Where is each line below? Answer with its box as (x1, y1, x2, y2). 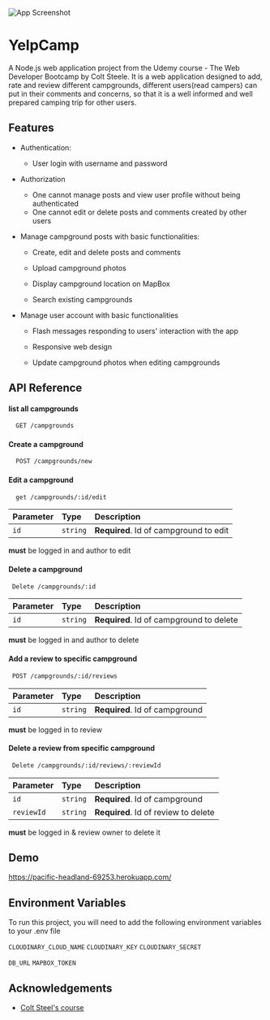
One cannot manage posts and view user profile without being (32, 189, 241, 199)
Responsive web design (32, 341, 112, 351)
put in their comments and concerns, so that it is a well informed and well (8, 89, 253, 98)
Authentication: (19, 142, 71, 152)
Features (8, 121, 54, 135)
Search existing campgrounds (32, 294, 133, 304)
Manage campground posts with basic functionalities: (19, 232, 200, 241)
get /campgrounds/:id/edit (15, 493, 107, 501)
